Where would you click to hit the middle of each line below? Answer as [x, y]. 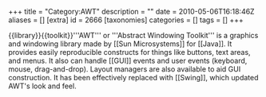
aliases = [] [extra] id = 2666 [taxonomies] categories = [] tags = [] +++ [126, 20]
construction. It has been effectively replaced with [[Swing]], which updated [133, 78]
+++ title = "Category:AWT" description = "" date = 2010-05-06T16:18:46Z [131, 12]
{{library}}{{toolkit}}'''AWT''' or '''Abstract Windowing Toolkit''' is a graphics [133, 35]
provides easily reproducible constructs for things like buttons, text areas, [129, 52]
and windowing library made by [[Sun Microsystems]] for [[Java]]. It [120, 44]
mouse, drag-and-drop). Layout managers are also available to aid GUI [125, 69]
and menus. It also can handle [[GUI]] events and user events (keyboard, [128, 60]
